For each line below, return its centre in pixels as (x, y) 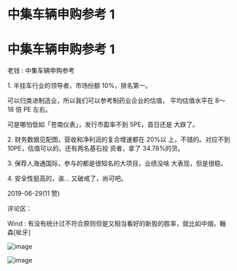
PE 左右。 (37, 110)
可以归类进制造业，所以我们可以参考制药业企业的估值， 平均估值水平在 (110, 100)
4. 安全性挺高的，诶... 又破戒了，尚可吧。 (67, 178)
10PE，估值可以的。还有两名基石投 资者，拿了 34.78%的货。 (96, 149)
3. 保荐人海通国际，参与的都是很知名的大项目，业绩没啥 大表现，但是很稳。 (117, 163)
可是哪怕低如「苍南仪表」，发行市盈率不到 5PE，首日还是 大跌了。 (103, 125)
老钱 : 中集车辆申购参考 (41, 71)
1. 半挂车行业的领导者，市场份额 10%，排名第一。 (80, 86)
